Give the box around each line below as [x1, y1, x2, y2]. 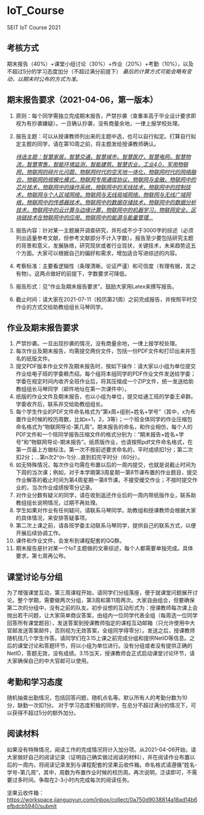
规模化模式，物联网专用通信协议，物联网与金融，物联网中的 [47, 175, 196, 183]
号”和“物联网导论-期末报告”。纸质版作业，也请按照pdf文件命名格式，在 [15, 438, 193, 446]
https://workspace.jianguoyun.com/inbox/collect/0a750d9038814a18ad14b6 [7, 796, 197, 803]
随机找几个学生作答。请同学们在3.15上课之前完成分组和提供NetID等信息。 [7, 635, 190, 642]
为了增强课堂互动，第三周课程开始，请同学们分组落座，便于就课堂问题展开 [7, 589, 192, 597]
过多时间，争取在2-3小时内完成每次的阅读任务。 [12, 776, 133, 783]
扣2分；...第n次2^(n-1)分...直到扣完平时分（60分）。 [15, 453, 143, 461]
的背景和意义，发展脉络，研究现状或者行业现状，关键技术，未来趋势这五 [15, 242, 196, 249]
